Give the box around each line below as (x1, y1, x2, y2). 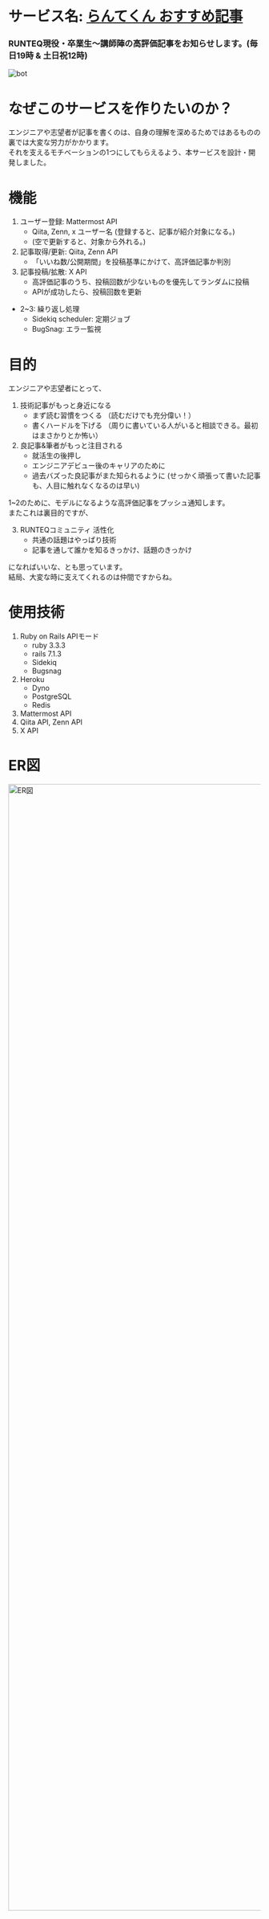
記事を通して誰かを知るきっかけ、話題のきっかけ (31, 545, 192, 555)
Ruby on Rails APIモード (19, 631, 100, 641)
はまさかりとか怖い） (31, 431, 102, 440)
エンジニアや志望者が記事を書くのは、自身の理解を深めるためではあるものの (8, 128, 261, 137)
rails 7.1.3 (31, 649, 62, 659)
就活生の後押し (31, 451, 82, 460)
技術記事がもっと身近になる (19, 401, 112, 410)
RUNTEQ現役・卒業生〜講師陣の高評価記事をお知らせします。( (8, 38, 250, 49)
